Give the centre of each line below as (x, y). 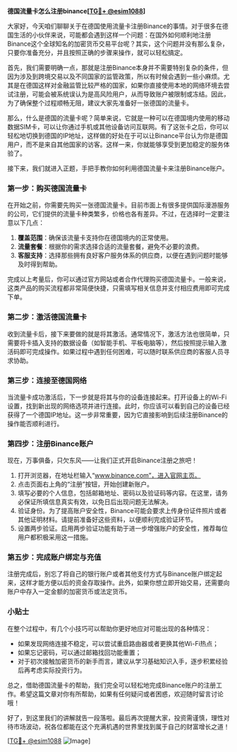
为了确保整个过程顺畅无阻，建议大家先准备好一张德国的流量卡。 (100, 103)
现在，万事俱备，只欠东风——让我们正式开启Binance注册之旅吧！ (103, 460)
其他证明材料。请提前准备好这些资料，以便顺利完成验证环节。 (107, 519)
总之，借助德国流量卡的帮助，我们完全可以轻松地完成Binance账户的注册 (112, 685)
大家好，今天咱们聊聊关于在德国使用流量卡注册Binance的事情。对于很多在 (115, 26)
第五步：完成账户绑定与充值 (54, 558)
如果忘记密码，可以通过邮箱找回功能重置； (79, 652)
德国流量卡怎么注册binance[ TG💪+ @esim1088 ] (77, 11)
